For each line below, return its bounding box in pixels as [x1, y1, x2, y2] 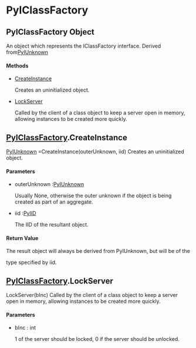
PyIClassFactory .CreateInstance [6, 133, 127, 143]
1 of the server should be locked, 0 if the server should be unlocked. [14, 336, 180, 343]
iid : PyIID [14, 210, 36, 217]
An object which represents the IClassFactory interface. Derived [6, 42, 161, 49]
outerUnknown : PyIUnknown [14, 181, 84, 188]
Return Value [6, 234, 39, 241]
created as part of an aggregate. [14, 198, 93, 205]
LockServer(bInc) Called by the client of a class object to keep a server [6, 292, 178, 299]
